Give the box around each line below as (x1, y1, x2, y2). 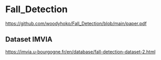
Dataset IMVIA (5, 35, 53, 44)
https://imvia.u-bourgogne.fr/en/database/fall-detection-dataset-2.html (5, 48, 156, 54)
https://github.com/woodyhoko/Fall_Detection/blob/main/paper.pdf (5, 20, 147, 26)
